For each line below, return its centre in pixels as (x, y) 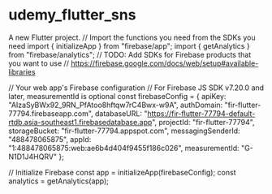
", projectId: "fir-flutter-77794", (203, 122)
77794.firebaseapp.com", (51, 113)
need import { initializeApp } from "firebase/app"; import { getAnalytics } (129, 45)
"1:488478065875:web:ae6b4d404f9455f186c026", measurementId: (124, 148)
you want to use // (39, 63)
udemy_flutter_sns (72, 15)
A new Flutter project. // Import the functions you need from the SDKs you (132, 37)
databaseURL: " (121, 113)
